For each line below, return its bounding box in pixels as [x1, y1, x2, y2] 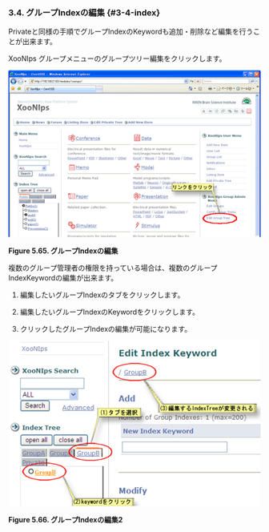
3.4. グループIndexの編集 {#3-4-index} [8, 6, 161, 18]
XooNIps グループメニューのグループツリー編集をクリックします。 [8, 54, 227, 63]
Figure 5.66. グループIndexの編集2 [8, 515, 123, 525]
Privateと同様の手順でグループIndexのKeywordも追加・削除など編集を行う [8, 26, 254, 37]
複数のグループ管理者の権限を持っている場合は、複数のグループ [8, 263, 218, 272]
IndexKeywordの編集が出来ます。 [8, 272, 118, 282]
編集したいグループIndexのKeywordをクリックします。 [19, 307, 200, 316]
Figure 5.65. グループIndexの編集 [8, 246, 118, 256]
